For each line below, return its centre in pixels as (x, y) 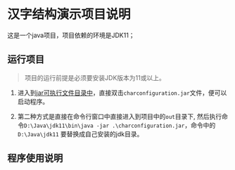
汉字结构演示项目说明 (69, 14)
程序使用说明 (35, 158)
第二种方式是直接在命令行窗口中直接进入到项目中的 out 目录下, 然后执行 (120, 116)
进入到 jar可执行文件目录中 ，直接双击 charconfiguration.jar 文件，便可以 (122, 93)
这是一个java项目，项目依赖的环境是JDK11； (71, 35)
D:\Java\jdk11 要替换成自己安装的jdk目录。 (80, 133)
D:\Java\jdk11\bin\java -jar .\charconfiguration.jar (104, 126)
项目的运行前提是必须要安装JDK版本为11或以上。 (95, 77)
